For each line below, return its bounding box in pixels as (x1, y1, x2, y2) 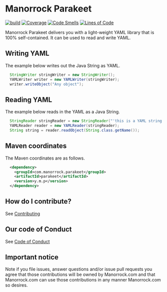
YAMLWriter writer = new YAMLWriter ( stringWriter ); (9, 77, 120, 82)
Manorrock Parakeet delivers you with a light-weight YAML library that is (5, 29, 154, 35)
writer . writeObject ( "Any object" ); (9, 81, 84, 87)
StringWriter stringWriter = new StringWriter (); (9, 72, 115, 77)
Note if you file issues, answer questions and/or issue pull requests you (5, 266, 152, 272)
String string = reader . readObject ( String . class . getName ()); (9, 127, 140, 133)
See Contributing (5, 210, 40, 216)
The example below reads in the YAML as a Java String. (5, 109, 120, 115)
